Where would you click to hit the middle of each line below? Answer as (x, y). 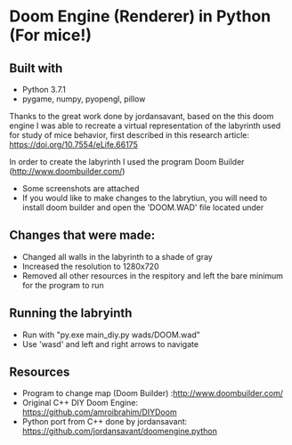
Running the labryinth (71, 313)
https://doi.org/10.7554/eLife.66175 (73, 145)
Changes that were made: (82, 235)
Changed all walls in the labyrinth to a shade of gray (118, 256)
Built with (36, 68)
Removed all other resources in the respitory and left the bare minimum (152, 275)
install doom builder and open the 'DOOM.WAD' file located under (143, 207)
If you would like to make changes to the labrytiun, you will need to (145, 198)
